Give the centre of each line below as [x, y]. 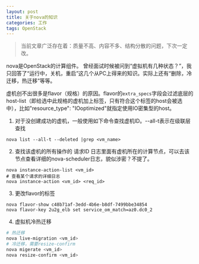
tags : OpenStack [26, 28]
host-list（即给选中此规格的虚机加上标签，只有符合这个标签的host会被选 [94, 101]
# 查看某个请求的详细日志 [33, 177]
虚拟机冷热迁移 [33, 222]
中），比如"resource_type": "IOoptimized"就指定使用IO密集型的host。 [91, 108]
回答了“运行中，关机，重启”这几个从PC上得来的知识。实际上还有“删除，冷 [101, 73]
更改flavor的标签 [35, 193]
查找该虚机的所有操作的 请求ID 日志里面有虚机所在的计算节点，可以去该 [102, 152]
